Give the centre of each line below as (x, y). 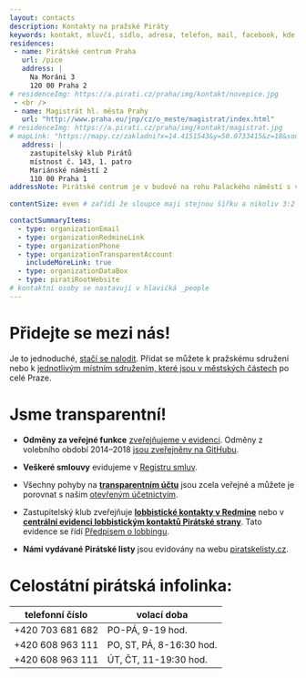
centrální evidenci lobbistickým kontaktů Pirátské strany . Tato (142, 521)
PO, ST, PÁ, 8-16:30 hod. (162, 644)
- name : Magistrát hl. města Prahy (81, 111)
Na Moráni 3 (52, 77)
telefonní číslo (56, 614)
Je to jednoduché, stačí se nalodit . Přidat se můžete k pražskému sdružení (149, 358)
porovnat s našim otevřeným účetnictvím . (100, 494)
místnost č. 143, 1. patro (81, 162)
